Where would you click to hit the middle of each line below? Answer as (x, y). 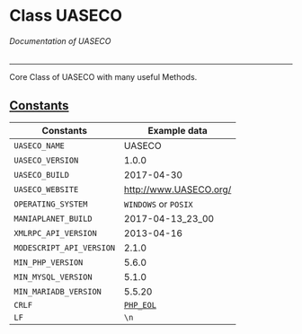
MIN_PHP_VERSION (49, 263)
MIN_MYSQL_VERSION (53, 277)
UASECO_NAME (40, 146)
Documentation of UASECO (60, 40)
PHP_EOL (141, 305)
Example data (178, 131)
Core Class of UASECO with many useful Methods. (103, 77)
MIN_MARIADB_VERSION (58, 292)
